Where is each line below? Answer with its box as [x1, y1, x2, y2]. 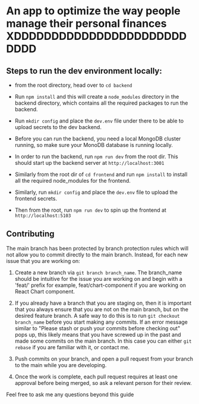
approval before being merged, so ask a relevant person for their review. [14, 379, 192, 386]
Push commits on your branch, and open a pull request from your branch [14, 355, 194, 362]
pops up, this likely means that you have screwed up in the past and [14, 331, 181, 338]
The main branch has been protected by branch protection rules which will [6, 245, 189, 252]
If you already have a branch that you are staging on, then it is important [14, 299, 192, 306]
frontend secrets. [14, 195, 58, 202]
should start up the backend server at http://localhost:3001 [14, 159, 165, 166]
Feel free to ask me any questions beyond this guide [6, 391, 134, 398]
